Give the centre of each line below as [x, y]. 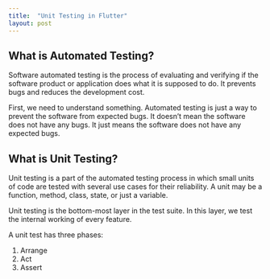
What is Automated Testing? [81, 56]
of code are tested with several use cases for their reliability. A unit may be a [135, 187]
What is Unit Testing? [63, 159]
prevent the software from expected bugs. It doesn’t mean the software [127, 117]
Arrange [34, 251]
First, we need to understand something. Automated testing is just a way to [133, 108]
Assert [31, 268]
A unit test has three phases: [56, 235]
